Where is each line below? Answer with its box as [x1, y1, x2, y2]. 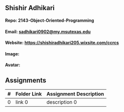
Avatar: [5, 62, 20, 68]
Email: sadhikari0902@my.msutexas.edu [5, 29, 91, 35]
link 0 [15, 99, 28, 106]
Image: [5, 51, 19, 56]
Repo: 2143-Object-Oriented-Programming [5, 17, 94, 23]
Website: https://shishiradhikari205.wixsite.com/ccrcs [5, 40, 119, 46]
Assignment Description [46, 91, 105, 97]
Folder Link [15, 91, 42, 97]
